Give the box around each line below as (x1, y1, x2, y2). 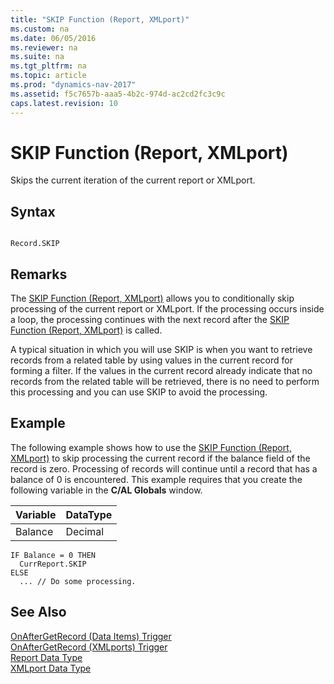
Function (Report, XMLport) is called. (10, 324, 163, 336)
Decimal (65, 524, 105, 538)
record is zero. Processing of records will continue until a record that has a (10, 462, 318, 475)
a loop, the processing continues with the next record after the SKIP (10, 314, 290, 326)
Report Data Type (10, 651, 83, 663)
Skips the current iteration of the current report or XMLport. (10, 174, 256, 186)
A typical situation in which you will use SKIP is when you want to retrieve (10, 344, 313, 356)
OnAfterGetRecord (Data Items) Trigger (10, 630, 172, 642)
